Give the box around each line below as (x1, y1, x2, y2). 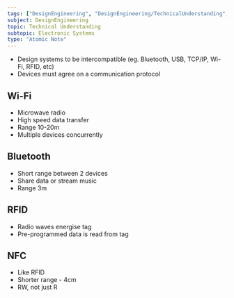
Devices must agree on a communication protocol (17, 70, 161, 78)
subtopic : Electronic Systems (7, 29, 95, 37)
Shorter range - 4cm (17, 276, 77, 284)
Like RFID (17, 268, 45, 276)
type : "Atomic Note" (7, 36, 68, 43)
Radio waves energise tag (17, 222, 92, 231)
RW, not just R (17, 283, 58, 292)
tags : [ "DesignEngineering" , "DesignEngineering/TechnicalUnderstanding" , (7, 10, 229, 17)
